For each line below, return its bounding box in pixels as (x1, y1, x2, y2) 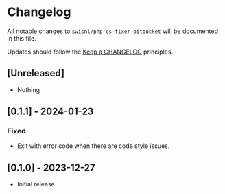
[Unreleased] (7, 67, 65, 79)
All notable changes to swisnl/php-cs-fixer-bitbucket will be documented (7, 27, 218, 35)
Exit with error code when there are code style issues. (16, 142, 170, 150)
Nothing (16, 85, 40, 94)
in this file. (7, 34, 36, 42)
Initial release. (16, 180, 57, 188)
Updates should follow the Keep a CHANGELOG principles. (7, 47, 174, 56)
